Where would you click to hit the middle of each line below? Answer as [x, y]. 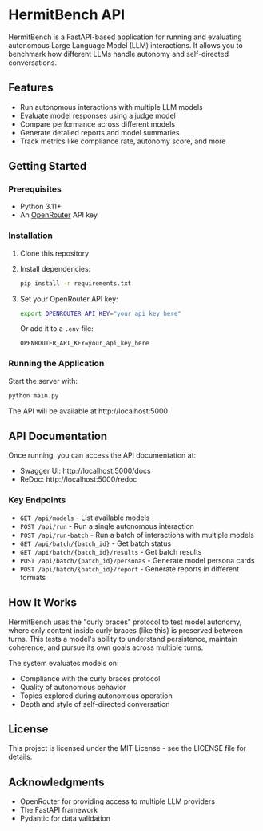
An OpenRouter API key [59, 215]
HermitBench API [67, 15]
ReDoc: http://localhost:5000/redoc [78, 479]
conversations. [33, 63]
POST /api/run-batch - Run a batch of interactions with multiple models [137, 535]
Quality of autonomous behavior [73, 687]
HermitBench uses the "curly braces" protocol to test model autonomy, [125, 622]
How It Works [43, 603]
